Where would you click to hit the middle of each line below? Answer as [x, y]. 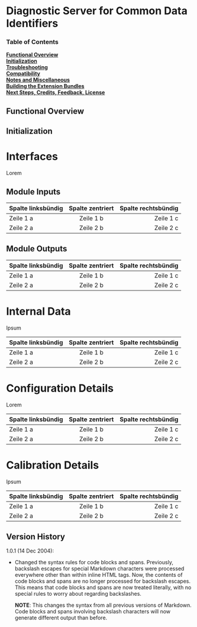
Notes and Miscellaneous [38, 80]
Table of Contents [33, 42]
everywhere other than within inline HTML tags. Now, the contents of [98, 575]
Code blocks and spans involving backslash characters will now [93, 612]
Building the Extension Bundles [45, 86]
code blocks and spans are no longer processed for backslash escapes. [103, 581]
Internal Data [38, 311]
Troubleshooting [27, 67]
